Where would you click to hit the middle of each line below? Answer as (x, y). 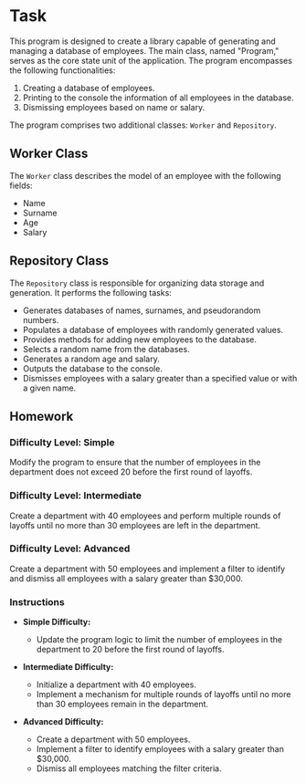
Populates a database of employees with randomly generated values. (153, 329)
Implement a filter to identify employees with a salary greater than (160, 749)
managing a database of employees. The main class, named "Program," (144, 50)
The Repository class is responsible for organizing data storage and (137, 283)
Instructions (37, 601)
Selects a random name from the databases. (106, 349)
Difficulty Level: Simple (63, 442)
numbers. (41, 319)
